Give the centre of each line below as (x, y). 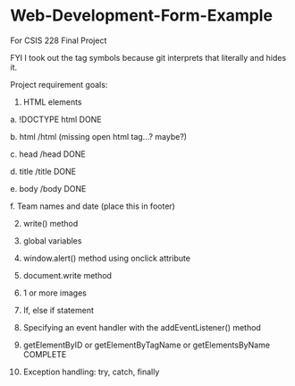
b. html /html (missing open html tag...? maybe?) (98, 136)
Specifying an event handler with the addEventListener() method (142, 327)
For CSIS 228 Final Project (59, 40)
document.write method (67, 275)
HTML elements (52, 102)
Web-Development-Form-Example (142, 16)
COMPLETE (45, 354)
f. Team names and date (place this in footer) (93, 206)
